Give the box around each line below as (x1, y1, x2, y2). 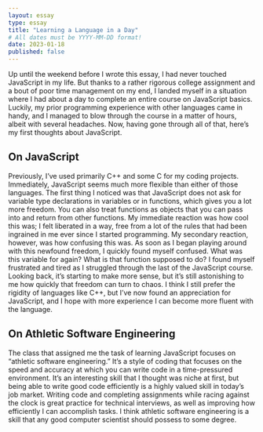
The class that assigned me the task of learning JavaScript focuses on (8, 348, 236, 358)
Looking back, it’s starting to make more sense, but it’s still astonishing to (8, 271, 245, 281)
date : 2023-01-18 (8, 41, 65, 49)
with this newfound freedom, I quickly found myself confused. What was (8, 246, 243, 256)
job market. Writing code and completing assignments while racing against (8, 390, 250, 399)
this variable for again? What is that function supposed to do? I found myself (8, 254, 255, 263)
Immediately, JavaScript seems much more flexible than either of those (8, 180, 239, 189)
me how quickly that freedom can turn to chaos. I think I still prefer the (8, 279, 236, 289)
